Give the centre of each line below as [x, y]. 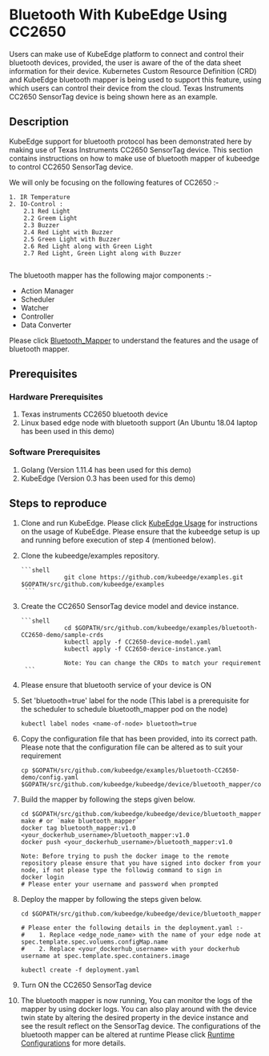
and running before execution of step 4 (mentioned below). [118, 540]
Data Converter [46, 325]
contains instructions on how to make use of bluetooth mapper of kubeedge [134, 158]
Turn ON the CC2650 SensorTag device [86, 985]
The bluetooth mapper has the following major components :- [110, 275]
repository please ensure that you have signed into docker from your [141, 863]
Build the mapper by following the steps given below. [108, 799]
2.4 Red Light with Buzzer [68, 232]
